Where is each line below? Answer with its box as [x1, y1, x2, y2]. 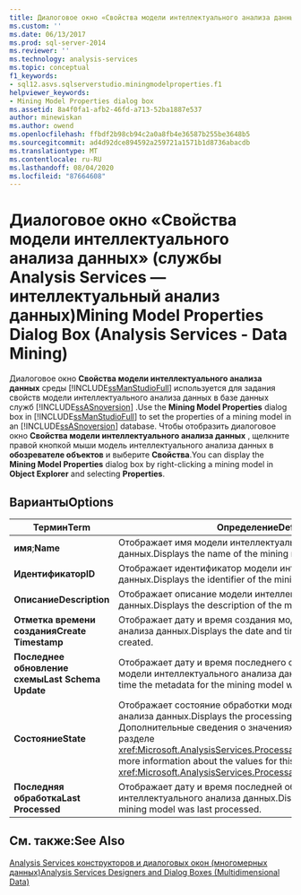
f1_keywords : [9, 72, 58, 81]
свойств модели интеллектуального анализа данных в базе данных [9, 392, 269, 404]
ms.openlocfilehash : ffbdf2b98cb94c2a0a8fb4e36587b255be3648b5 [9, 130, 251, 139]
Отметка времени [13, 613, 96, 626]
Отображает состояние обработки [117, 699, 271, 711]
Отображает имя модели [117, 536, 228, 548]
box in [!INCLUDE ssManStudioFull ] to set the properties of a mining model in [9, 412, 292, 422]
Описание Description [13, 594, 110, 605]
